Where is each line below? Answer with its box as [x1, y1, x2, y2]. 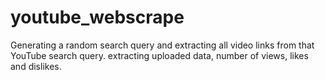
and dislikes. [10, 60, 62, 72]
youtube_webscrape [10, 6, 185, 29]
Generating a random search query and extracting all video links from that [10, 39, 315, 51]
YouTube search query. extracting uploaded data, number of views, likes [10, 49, 309, 61]
